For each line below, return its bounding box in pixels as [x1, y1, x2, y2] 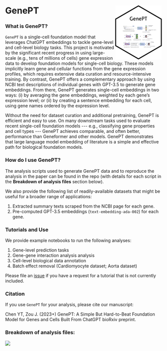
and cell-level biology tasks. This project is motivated [5, 45, 114, 51]
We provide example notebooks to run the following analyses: [5, 237, 132, 243]
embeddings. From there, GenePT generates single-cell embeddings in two [5, 87, 160, 93]
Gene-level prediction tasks [12, 247, 69, 253]
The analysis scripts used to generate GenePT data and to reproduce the [5, 168, 155, 174]
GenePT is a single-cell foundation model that [5, 34, 96, 40]
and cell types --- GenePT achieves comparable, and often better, [5, 128, 141, 134]
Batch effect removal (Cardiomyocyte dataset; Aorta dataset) [12, 263, 138, 269]
